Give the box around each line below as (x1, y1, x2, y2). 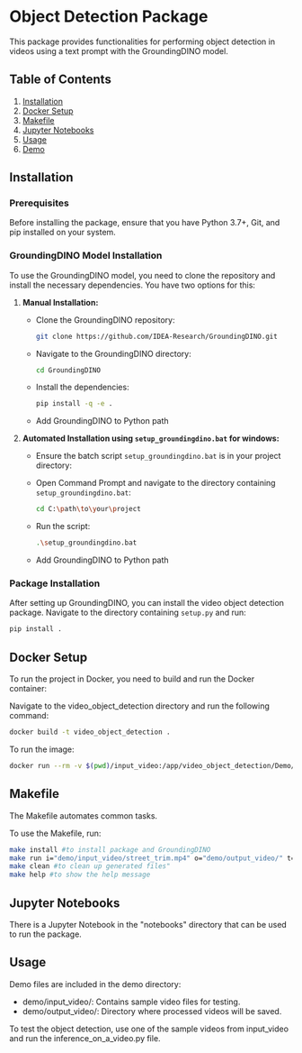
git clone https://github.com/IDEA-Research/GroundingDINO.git (35, 332, 279, 341)
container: (9, 683, 48, 694)
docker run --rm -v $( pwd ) (9, 761, 111, 770)
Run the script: (35, 521, 91, 532)
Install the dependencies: (35, 381, 129, 393)
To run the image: (9, 744, 75, 755)
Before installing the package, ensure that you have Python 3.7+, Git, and (9, 217, 280, 228)
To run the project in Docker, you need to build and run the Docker (9, 673, 254, 684)
